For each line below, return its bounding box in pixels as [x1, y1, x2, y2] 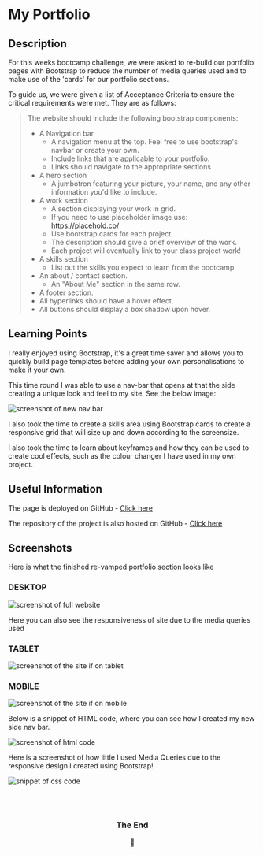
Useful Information [8, 482, 102, 496]
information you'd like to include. [50, 188, 157, 196]
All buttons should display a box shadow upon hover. [39, 305, 211, 314]
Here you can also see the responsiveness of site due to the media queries [8, 615, 251, 624]
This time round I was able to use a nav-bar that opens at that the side [8, 380, 235, 389]
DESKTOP [8, 582, 47, 593]
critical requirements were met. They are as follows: [8, 99, 176, 107]
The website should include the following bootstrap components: [27, 113, 239, 123]
